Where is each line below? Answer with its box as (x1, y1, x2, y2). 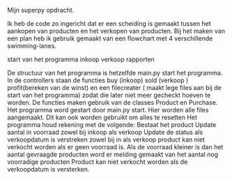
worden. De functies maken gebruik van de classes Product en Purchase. (7, 98, 218, 107)
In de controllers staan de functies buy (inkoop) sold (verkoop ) (7, 76, 189, 84)
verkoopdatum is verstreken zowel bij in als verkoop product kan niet (7, 135, 206, 144)
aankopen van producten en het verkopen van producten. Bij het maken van (7, 27, 225, 35)
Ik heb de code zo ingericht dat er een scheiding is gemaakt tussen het (7, 20, 211, 27)
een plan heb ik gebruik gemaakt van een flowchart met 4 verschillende (7, 34, 213, 43)
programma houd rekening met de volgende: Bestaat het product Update (7, 121, 217, 128)
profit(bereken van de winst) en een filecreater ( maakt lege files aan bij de (7, 84, 222, 91)
